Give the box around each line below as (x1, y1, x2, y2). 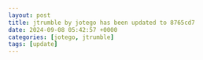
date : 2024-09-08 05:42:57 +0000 (8, 26, 118, 34)
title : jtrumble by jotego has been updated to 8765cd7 (8, 19, 195, 26)
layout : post (8, 11, 51, 19)
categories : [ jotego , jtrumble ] (8, 33, 114, 41)
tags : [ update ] (8, 41, 58, 48)
